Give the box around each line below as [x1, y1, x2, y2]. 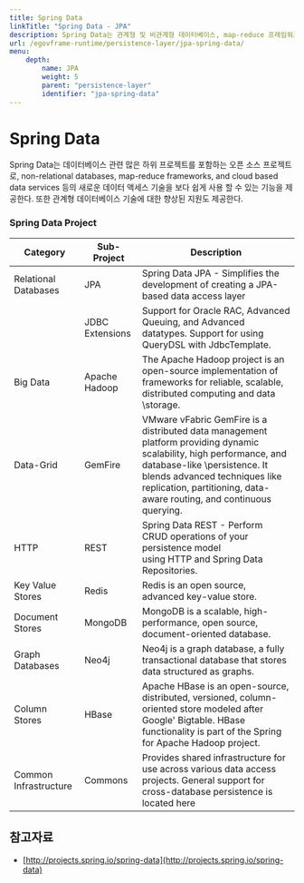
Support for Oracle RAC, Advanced [141, 304, 290, 317]
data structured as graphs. [141, 664, 255, 677]
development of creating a [141, 278, 254, 290]
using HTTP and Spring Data [141, 553, 263, 565]
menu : [9, 47, 30, 56]
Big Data [14, 376, 51, 388]
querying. [141, 504, 183, 516]
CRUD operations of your [141, 530, 249, 543]
